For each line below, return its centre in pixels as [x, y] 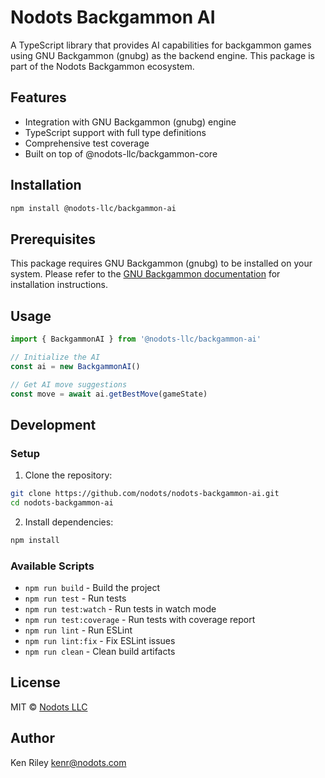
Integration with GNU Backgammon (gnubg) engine [130, 122]
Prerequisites [53, 239]
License [35, 682]
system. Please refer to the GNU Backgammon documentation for [145, 274]
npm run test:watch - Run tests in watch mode [120, 609]
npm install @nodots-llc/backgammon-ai [93, 208]
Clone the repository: [68, 475]
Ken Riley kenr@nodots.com [68, 762]
